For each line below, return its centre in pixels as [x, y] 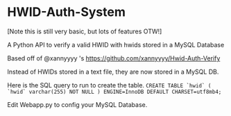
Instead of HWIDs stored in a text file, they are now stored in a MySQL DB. [113, 72]
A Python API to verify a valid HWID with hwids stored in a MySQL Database [116, 44]
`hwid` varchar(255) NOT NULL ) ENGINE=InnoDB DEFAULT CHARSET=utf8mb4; [114, 92]
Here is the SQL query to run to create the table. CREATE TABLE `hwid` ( [109, 85]
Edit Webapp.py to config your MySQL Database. [77, 104]
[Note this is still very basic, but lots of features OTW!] [85, 31]
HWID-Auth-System [67, 12]
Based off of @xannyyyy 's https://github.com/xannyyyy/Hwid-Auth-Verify [114, 58]
